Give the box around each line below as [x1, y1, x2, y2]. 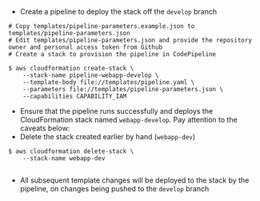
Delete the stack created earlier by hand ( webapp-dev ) [19, 132, 196, 141]
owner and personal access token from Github [8, 43, 162, 51]
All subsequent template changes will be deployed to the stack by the [19, 175, 250, 185]
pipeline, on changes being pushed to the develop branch [19, 184, 210, 193]
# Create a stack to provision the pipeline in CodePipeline [8, 50, 217, 58]
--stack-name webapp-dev [22, 155, 106, 163]
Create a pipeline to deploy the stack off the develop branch [19, 7, 218, 16]
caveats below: [19, 123, 70, 133]
